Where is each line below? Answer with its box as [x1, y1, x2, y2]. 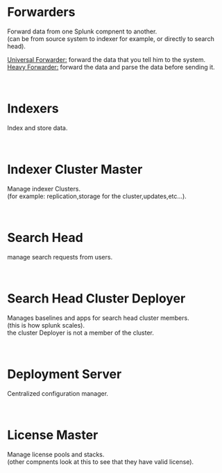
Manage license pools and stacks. [7, 450, 105, 458]
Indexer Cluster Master [7, 161, 143, 177]
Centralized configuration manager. [7, 389, 109, 397]
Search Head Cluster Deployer [7, 290, 186, 306]
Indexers [7, 101, 59, 117]
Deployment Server [7, 366, 122, 382]
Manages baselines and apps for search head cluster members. [7, 314, 189, 322]
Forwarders [7, 4, 76, 20]
